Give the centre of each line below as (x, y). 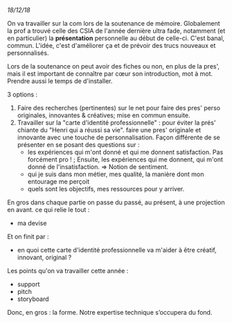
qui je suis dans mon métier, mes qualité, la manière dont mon (116, 174)
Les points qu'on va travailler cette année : (68, 271)
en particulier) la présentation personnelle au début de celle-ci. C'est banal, (116, 38)
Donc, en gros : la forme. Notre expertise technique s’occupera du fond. (110, 312)
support (28, 284)
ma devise (32, 223)
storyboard (33, 299)
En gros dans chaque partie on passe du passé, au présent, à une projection (116, 202)
